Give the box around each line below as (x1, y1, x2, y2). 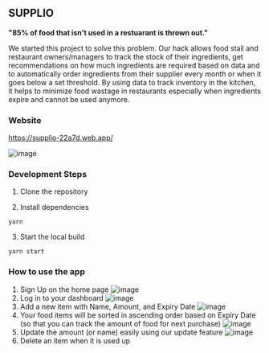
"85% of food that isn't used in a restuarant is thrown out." (8, 27, 209, 37)
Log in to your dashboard (19, 293, 104, 302)
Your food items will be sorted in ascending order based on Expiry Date (19, 310, 256, 320)
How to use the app (8, 266, 86, 277)
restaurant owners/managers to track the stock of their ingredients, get (8, 51, 243, 61)
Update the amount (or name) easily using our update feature (19, 327, 223, 337)
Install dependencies (19, 203, 90, 212)
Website (8, 114, 42, 125)
